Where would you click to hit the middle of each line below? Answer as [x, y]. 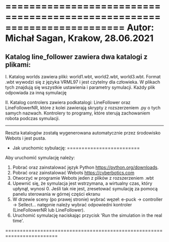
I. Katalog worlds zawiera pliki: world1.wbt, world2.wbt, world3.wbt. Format [83, 77]
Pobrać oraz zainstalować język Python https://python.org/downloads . [86, 167]
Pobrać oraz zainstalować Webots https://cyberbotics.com [73, 173]
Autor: [140, 28]
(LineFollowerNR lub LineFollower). [49, 210]
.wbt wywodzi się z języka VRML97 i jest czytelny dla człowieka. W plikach [83, 82]
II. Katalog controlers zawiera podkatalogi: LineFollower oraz [68, 102]
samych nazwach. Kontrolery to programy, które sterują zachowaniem [78, 113]
